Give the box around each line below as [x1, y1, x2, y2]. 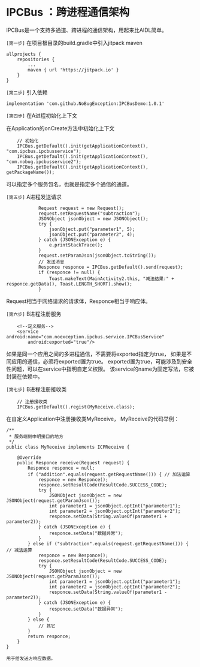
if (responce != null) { [38, 269, 101, 275]
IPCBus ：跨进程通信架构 [6, 5, 130, 19]
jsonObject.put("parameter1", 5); [49, 226, 135, 232]
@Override [17, 454, 42, 461]
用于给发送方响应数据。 [6, 655, 56, 662]
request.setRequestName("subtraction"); [38, 211, 141, 217]
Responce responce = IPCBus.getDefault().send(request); [38, 264, 184, 270]
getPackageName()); [6, 169, 55, 175]
